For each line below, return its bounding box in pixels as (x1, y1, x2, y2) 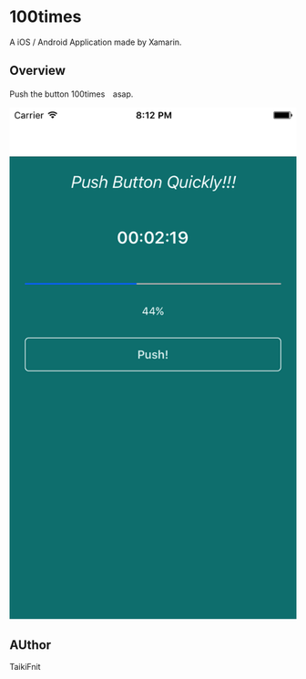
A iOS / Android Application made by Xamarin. (9, 37, 182, 47)
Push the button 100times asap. (9, 89, 134, 99)
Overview (9, 63, 66, 78)
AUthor (9, 637, 52, 653)
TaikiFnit (9, 662, 41, 673)
